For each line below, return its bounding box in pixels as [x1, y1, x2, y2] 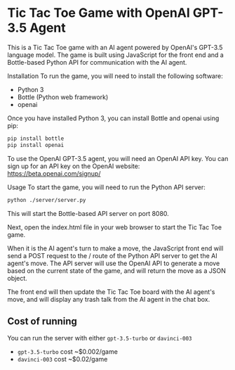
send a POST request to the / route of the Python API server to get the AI [7, 251, 217, 260]
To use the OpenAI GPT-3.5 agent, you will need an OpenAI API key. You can [7, 154, 229, 162]
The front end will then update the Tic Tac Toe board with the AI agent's [7, 287, 215, 296]
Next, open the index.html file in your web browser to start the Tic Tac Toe [7, 223, 222, 231]
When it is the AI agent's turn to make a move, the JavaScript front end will [7, 244, 224, 253]
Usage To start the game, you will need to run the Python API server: [7, 183, 206, 191]
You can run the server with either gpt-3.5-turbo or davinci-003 [7, 334, 192, 343]
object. [7, 274, 28, 282]
